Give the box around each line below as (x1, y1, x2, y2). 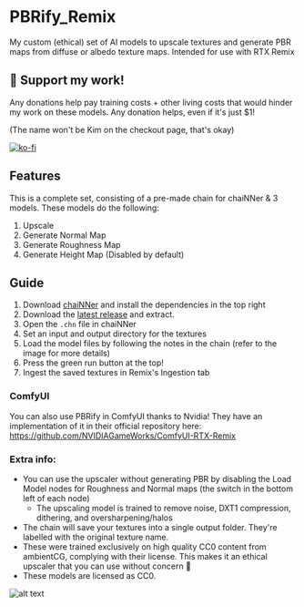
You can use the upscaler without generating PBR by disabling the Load (22, 473, 292, 484)
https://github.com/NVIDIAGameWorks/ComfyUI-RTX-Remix (9, 430, 237, 441)
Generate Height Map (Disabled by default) (22, 249, 185, 260)
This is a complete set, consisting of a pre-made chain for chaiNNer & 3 (9, 192, 279, 203)
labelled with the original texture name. (22, 531, 169, 542)
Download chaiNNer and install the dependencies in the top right (22, 299, 266, 311)
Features (9, 169, 61, 184)
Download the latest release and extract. (22, 309, 175, 320)
